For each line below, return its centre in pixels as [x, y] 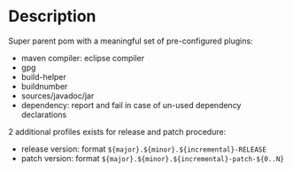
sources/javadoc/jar [58, 96]
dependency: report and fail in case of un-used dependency [131, 105]
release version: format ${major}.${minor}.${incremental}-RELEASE [144, 149]
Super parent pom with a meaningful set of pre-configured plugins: [131, 41]
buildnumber [44, 86]
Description [52, 16]
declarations [44, 114]
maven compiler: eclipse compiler [83, 58]
